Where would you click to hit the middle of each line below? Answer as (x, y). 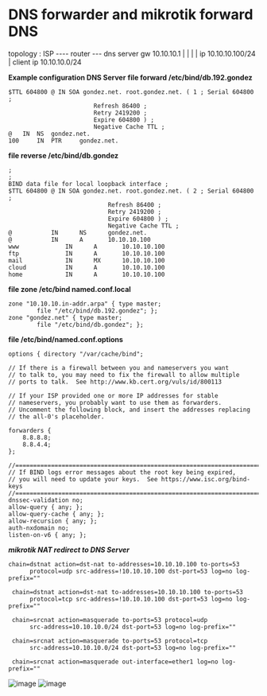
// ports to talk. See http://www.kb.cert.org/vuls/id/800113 (115, 382)
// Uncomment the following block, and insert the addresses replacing (129, 410)
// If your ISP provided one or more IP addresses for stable (113, 395)
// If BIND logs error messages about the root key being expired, (122, 472)
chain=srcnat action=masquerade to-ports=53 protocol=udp (110, 620)
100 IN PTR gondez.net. (64, 141)
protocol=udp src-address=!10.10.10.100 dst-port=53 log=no (131, 571)
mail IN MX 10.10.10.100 (87, 260)
